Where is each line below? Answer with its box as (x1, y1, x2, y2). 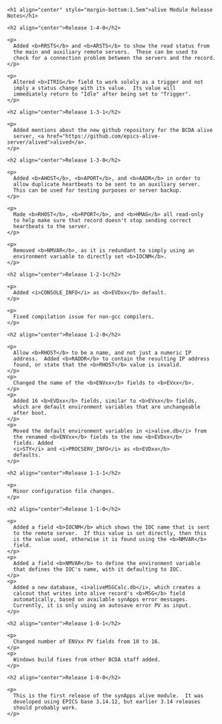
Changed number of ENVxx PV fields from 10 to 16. (13, 638, 161, 645)
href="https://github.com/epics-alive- (47, 133, 161, 140)
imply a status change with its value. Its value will (13, 85, 176, 91)
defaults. (13, 452, 41, 459)
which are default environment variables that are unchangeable (13, 404, 201, 410)
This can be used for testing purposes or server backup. (13, 187, 183, 194)
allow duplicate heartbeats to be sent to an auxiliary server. (13, 181, 201, 188)
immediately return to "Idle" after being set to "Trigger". (13, 91, 192, 98)
